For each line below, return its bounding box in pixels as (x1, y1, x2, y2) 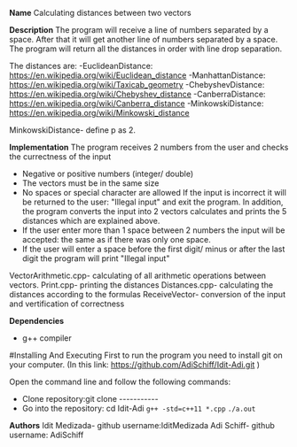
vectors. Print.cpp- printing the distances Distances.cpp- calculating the (9, 280, 273, 290)
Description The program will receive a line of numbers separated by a (9, 25, 269, 35)
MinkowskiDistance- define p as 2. (9, 125, 136, 135)
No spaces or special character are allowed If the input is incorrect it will (21, 188, 286, 197)
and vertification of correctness (9, 298, 125, 309)
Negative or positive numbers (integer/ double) (21, 168, 194, 179)
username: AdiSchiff (9, 429, 84, 440)
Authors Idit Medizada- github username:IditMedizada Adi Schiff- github (9, 420, 275, 430)
